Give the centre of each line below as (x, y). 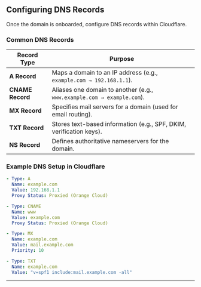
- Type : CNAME (24, 206)
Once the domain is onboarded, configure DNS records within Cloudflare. (97, 24)
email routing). (72, 115)
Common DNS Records (40, 39)
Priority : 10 (28, 251)
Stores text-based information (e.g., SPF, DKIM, (119, 124)
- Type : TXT (21, 261)
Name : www (24, 212)
